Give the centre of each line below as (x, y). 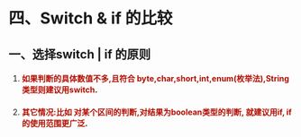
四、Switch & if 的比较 (91, 18)
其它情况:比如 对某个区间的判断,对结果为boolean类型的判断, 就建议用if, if (156, 112)
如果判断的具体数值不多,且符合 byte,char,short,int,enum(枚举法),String (155, 79)
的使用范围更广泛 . (55, 123)
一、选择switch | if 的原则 (79, 54)
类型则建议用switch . (59, 90)
